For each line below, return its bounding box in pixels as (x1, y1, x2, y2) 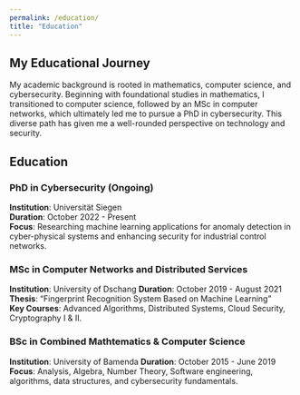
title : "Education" (9, 22, 83, 31)
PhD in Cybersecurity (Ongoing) (9, 181, 154, 193)
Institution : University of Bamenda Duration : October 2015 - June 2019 (9, 356, 276, 367)
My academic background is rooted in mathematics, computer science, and (9, 79, 292, 91)
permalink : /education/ (9, 13, 100, 23)
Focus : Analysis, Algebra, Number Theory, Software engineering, (9, 365, 254, 377)
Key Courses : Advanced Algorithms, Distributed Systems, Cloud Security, (9, 303, 285, 314)
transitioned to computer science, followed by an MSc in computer (9, 99, 258, 110)
